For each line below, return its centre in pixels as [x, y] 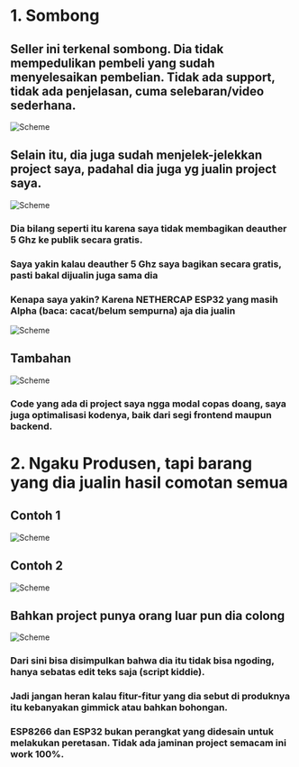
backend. [32, 426]
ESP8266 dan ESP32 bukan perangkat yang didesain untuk [142, 732]
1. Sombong [55, 16]
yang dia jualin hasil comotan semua [149, 482]
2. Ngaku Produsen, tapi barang [131, 463]
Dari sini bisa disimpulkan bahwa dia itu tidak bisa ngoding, [142, 661]
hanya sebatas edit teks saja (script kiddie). [108, 672]
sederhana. [43, 105]
